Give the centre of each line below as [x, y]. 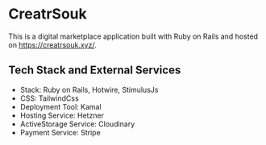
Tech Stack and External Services [95, 70]
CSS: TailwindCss [49, 98]
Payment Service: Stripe [60, 132]
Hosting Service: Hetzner [62, 115]
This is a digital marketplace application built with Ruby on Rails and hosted [133, 36]
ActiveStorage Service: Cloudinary [77, 124]
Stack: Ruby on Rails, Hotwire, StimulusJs [89, 89]
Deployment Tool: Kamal [61, 106]
